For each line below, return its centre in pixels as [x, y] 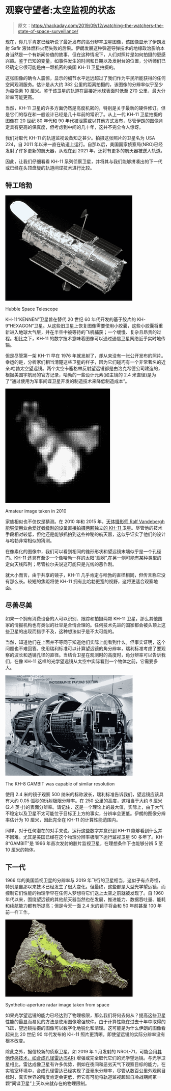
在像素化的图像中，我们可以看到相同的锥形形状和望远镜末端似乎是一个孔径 [83, 551]
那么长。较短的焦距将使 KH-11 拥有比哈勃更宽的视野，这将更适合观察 [81, 581]
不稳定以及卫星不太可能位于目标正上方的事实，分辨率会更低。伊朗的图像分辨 [85, 813]
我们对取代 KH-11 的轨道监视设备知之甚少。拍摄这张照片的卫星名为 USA [80, 138]
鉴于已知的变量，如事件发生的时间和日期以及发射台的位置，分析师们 [90, 61]
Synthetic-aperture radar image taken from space [57, 1005]
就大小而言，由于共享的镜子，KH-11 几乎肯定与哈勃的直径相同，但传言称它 [83, 575]
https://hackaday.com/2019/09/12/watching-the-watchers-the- [97, 25]
